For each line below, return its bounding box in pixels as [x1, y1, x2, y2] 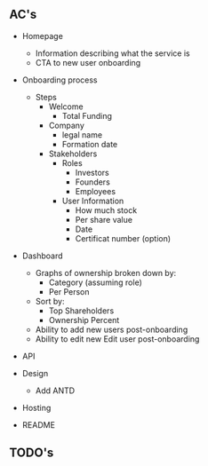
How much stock [75, 204, 138, 216]
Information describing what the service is [35, 48, 190, 59]
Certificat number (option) [75, 233, 172, 243]
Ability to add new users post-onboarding [35, 324, 188, 335]
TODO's [9, 446, 54, 461]
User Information [61, 195, 124, 206]
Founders [75, 177, 111, 187]
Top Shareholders [48, 305, 115, 316]
